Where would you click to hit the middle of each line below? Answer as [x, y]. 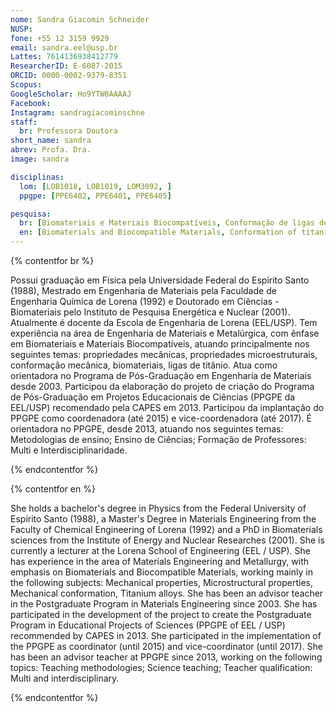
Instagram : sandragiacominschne [77, 112]
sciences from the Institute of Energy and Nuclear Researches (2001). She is [167, 540]
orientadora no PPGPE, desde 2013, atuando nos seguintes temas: [147, 429]
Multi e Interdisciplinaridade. [69, 450]
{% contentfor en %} [53, 489]
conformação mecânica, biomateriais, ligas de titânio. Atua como [144, 365]
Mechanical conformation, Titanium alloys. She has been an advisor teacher [167, 593]
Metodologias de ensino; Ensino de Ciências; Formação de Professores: [158, 439]
